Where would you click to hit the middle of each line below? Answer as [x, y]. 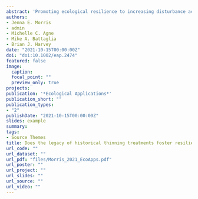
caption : [22, 72]
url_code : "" [22, 148]
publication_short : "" [34, 99]
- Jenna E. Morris [29, 22]
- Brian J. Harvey [29, 45]
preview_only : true [35, 83]
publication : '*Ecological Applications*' [59, 94]
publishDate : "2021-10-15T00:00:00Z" [52, 115]
